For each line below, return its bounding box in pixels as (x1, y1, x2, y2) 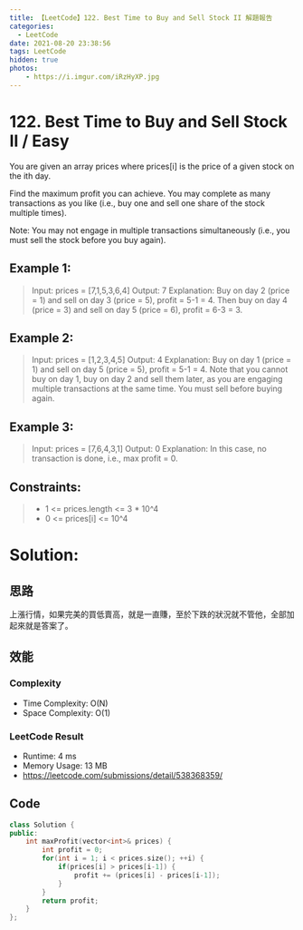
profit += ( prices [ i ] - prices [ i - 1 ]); (73, 870, 221, 880)
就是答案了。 (24, 620, 73, 631)
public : (9, 828, 39, 837)
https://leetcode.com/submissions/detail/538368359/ (22, 769, 223, 780)
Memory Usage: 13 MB (22, 759, 109, 771)
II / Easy (9, 131, 70, 151)
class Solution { (9, 820, 75, 829)
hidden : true (9, 55, 59, 64)
